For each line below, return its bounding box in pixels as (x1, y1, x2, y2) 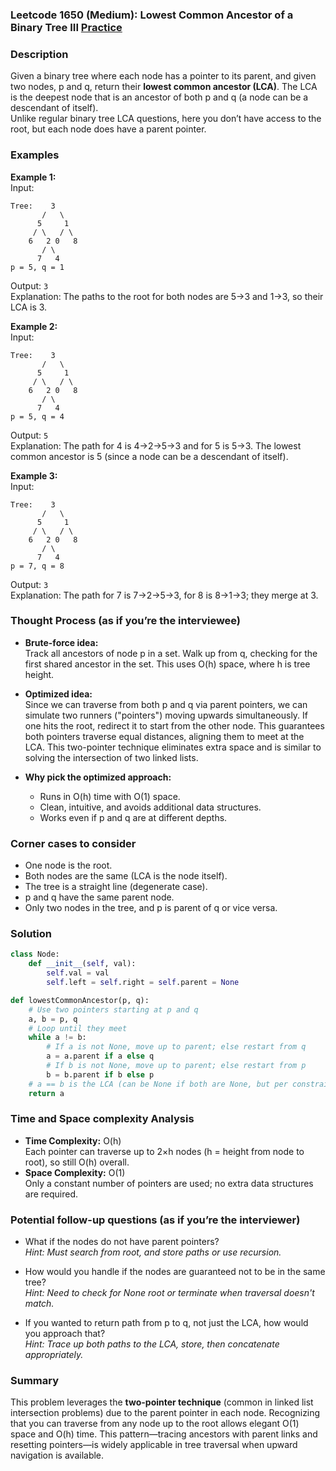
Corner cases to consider (10, 836, 137, 850)
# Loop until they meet (28, 1023, 128, 1033)
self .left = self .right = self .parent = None (46, 978, 240, 988)
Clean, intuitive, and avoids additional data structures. (39, 801, 262, 813)
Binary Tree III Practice (10, 20, 123, 34)
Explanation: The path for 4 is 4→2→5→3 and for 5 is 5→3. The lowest (10, 439, 302, 452)
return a (28, 1088, 65, 1098)
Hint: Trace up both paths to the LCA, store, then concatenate (24, 1338, 280, 1350)
